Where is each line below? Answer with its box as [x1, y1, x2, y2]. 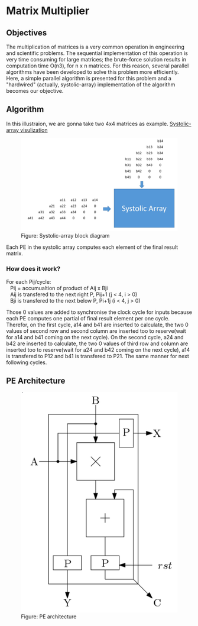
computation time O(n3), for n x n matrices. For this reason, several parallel [6, 62, 189, 69]
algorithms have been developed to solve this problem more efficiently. [6, 69, 179, 75]
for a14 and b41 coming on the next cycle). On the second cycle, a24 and [6, 333, 184, 340]
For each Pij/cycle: [6, 278, 51, 285]
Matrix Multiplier [6, 4, 90, 18]
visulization [20, 126, 48, 134]
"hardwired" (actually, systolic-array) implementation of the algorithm [6, 81, 176, 88]
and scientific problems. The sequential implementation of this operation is [6, 50, 188, 57]
